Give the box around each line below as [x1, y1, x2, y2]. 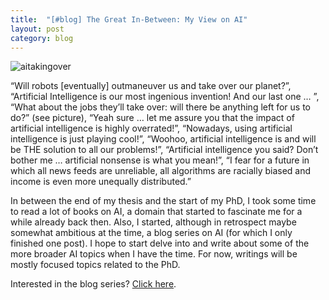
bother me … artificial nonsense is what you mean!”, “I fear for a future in [10, 154, 310, 166]
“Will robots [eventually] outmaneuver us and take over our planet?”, [10, 80, 292, 92]
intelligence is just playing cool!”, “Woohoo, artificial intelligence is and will [10, 133, 317, 145]
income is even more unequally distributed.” [10, 176, 192, 188]
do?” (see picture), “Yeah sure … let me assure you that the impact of [10, 112, 295, 124]
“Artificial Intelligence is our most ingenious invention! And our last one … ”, [10, 91, 320, 103]
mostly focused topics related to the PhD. [10, 259, 181, 271]
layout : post [10, 24, 65, 34]
